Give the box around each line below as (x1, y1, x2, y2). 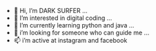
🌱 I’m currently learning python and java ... (13, 21, 135, 29)
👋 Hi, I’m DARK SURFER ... (13, 7, 88, 14)
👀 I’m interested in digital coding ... (13, 14, 113, 22)
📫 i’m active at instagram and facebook (13, 37, 128, 44)
